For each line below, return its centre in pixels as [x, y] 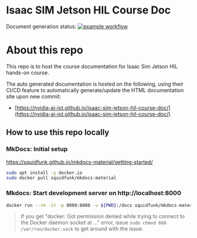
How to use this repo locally [58, 132]
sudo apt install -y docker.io [44, 173]
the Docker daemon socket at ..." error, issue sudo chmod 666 [94, 223]
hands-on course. [28, 72]
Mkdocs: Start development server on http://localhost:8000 [94, 193]
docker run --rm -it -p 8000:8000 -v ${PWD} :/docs [69, 205]
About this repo [45, 50]
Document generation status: [41, 26]
